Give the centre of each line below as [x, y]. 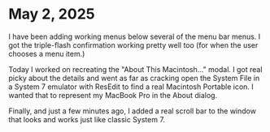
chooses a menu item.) [47, 53]
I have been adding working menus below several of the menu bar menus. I [135, 36]
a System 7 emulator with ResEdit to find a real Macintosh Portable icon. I [131, 87]
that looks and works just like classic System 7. [87, 119]
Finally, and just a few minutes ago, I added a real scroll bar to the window [132, 111]
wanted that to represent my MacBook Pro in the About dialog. [113, 95]
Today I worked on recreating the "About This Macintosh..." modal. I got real [135, 69]
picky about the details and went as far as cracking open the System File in [134, 78]
